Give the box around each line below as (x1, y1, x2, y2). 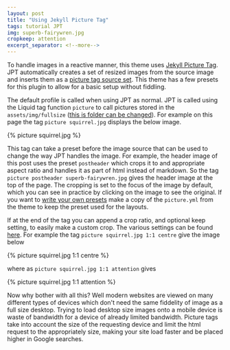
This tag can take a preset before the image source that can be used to (7, 145, 208, 152)
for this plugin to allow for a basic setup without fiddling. (7, 83, 166, 91)
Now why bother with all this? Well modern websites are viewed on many (7, 291, 214, 299)
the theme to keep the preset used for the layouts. (7, 203, 149, 211)
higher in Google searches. (7, 335, 84, 343)
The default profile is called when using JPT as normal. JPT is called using (7, 96, 218, 104)
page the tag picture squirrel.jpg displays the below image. (7, 118, 182, 126)
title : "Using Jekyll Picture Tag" (7, 16, 109, 23)
